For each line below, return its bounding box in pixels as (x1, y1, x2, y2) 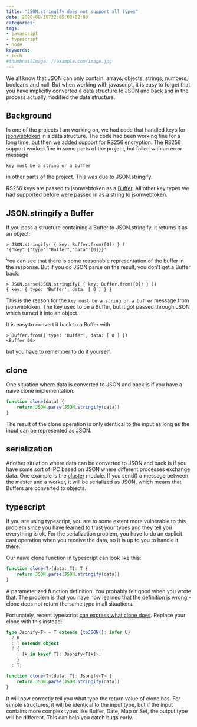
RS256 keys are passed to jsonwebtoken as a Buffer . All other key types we (6, 185, 190, 192)
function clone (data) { (6, 398, 65, 405)
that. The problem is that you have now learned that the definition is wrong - (6, 594, 192, 601)
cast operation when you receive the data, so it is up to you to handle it (6, 537, 179, 544)
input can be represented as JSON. (6, 427, 92, 434)
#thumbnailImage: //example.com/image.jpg (6, 58, 112, 64)
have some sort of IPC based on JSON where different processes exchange (6, 466, 191, 473)
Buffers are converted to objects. (6, 485, 87, 492)
